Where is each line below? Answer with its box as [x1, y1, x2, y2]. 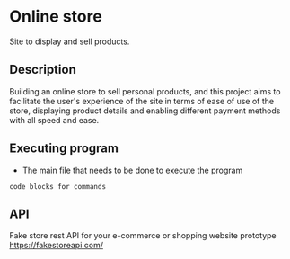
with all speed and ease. [9, 114, 100, 125]
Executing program [9, 141, 119, 156]
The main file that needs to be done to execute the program [22, 165, 243, 175]
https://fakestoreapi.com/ [9, 240, 104, 251]
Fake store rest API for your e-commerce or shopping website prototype [9, 230, 277, 241]
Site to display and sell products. [9, 36, 130, 47]
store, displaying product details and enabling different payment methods [9, 105, 281, 116]
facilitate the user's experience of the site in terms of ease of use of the [9, 95, 275, 106]
